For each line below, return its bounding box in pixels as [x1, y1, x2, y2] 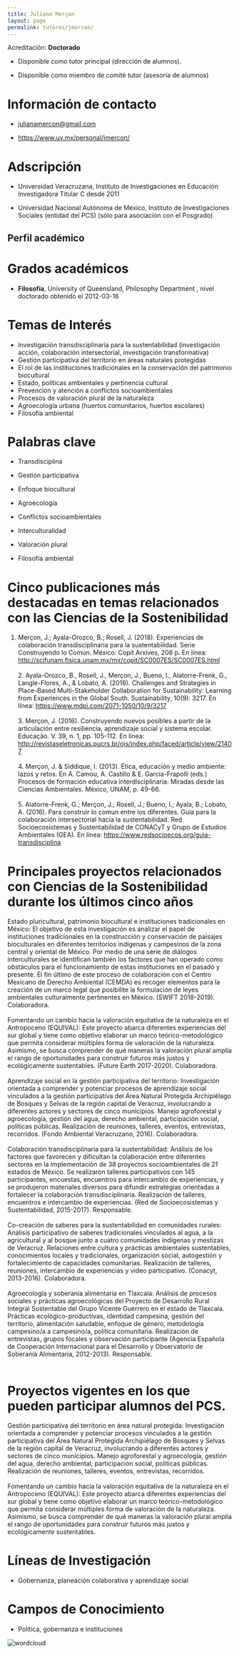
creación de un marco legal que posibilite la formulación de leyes [7, 985, 198, 994]
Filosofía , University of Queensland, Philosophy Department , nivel [17, 284, 214, 293]
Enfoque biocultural [17, 485, 76, 494]
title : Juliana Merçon [7, 10, 75, 18]
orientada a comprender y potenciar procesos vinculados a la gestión [7, 1429, 212, 1438]
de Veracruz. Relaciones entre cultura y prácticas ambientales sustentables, [7, 1244, 231, 1252]
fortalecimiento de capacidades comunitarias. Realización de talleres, [7, 1259, 212, 1267]
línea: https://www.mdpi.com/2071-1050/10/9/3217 [17, 702, 167, 710]
